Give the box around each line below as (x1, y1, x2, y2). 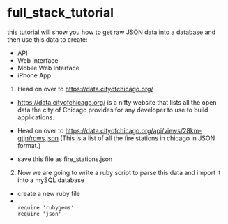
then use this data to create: (7, 35, 89, 43)
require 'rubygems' (17, 204, 75, 211)
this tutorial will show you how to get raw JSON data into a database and (7, 28, 216, 36)
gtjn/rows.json (17, 134, 59, 142)
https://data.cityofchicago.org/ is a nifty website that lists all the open (17, 98, 217, 106)
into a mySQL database (17, 176, 85, 184)
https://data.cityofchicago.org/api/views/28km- (65, 126, 202, 135)
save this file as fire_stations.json (17, 155, 113, 163)
